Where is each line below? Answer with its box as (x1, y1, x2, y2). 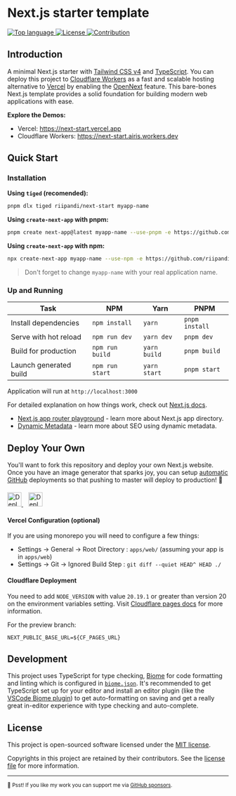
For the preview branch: (7, 620, 77, 629)
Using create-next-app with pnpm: (7, 216, 109, 224)
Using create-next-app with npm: (7, 242, 105, 250)
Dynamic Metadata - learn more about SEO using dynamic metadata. (17, 422, 217, 430)
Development (7, 653, 68, 665)
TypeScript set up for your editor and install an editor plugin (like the (7, 686, 205, 695)
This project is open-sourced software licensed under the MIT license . (7, 740, 211, 749)
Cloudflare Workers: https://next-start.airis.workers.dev (17, 131, 178, 140)
